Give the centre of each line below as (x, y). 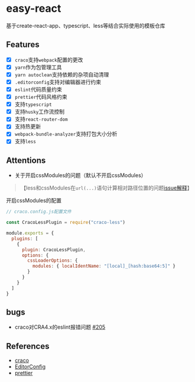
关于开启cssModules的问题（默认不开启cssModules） (80, 175)
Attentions (26, 160)
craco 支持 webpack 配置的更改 (49, 60)
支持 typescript (33, 104)
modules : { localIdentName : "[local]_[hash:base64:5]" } (104, 266)
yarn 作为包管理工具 (38, 67)
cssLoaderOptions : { (53, 261)
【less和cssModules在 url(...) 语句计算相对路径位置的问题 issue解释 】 (106, 188)
